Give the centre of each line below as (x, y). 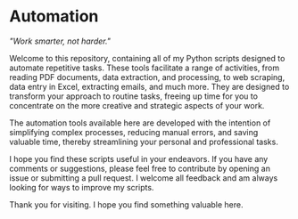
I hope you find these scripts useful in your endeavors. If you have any (139, 158)
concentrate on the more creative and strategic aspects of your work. (137, 105)
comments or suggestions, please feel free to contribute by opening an (140, 168)
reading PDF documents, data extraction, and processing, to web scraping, (147, 77)
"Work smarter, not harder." (60, 41)
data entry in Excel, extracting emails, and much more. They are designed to (149, 86)
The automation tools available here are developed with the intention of (140, 123)
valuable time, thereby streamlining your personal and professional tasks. (144, 142)
